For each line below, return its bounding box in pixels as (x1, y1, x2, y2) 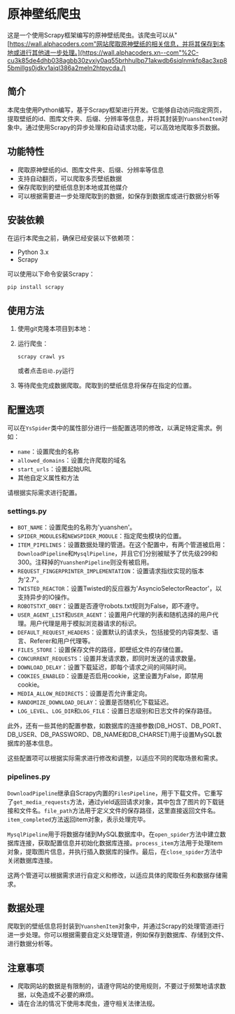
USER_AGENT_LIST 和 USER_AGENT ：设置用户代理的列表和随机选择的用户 (17, 610, 213, 619)
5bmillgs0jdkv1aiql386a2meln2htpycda (7, 64, 120, 72)
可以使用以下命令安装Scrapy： (7, 270, 96, 279)
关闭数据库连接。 (7, 856, 57, 864)
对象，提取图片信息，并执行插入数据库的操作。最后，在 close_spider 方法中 (7, 847, 222, 856)
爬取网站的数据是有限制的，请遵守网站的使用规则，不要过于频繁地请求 (17, 982, 220, 990)
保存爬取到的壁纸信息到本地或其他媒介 (17, 183, 128, 191)
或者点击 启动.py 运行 (17, 367, 75, 375)
